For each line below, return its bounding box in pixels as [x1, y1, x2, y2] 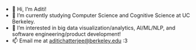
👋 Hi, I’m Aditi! [11, 6, 47, 12]
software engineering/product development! [11, 31, 121, 38]
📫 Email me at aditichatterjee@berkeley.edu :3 [11, 37, 128, 44]
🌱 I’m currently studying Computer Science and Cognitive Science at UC [11, 12, 190, 19]
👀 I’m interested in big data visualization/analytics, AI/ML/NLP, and [11, 24, 176, 31]
